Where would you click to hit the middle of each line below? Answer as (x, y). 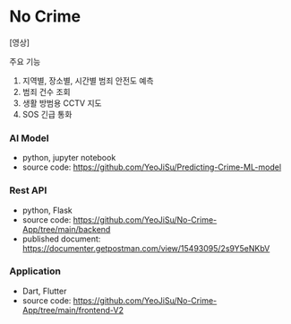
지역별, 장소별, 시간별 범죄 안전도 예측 (88, 80)
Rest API (28, 190)
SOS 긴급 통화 (47, 114)
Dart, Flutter (44, 291)
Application (35, 271)
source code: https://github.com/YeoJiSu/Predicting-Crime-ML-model (152, 167)
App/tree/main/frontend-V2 (73, 310)
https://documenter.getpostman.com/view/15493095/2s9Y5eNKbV (146, 248)
